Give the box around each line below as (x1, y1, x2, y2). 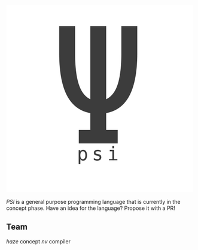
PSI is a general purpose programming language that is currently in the (6, 198, 181, 205)
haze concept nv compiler (6, 237, 71, 245)
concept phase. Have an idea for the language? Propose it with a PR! (6, 204, 175, 212)
